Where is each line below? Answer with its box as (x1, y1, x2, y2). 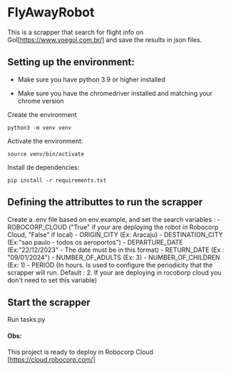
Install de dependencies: (7, 163, 80, 171)
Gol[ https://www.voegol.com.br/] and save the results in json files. (7, 35, 202, 44)
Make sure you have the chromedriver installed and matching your (17, 88, 213, 97)
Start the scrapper (7, 296, 91, 308)
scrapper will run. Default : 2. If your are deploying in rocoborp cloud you (7, 268, 222, 277)
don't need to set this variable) (7, 275, 98, 284)
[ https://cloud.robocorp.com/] (7, 355, 96, 364)
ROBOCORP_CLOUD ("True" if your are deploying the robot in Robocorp (7, 223, 219, 231)
